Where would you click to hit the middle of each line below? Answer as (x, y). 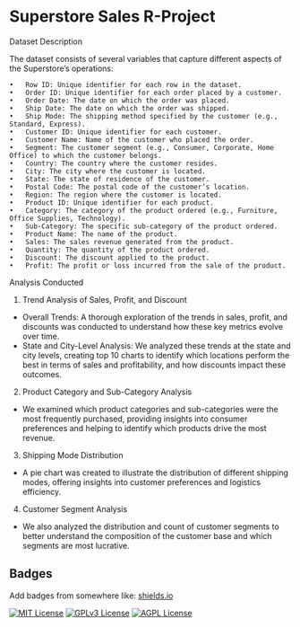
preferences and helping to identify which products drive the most (144, 428)
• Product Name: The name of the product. (94, 234)
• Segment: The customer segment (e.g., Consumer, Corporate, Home (142, 147)
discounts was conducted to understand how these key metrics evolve (153, 326)
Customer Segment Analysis (75, 508)
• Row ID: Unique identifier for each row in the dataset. (126, 84)
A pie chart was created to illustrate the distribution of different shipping (155, 472)
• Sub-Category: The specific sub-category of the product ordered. (144, 226)
